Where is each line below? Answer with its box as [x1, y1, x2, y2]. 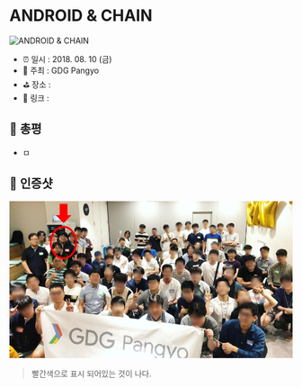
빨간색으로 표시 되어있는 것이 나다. [31, 368, 152, 379]
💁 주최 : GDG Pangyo [22, 65, 100, 76]
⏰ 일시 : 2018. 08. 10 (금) [22, 53, 112, 64]
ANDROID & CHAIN [9, 5, 153, 26]
